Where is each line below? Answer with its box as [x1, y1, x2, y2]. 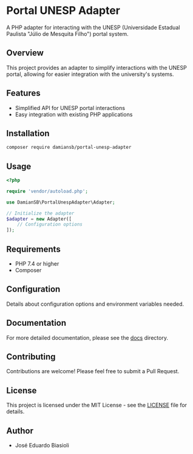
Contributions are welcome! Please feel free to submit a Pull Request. [6, 368, 180, 375]
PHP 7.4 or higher [15, 260, 59, 267]
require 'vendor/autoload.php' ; [6, 188, 88, 194]
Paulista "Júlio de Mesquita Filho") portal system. [6, 30, 129, 37]
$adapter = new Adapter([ [6, 216, 72, 222]
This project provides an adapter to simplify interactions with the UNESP [6, 64, 187, 71]
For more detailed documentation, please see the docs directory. [6, 334, 169, 341]
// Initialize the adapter [6, 210, 75, 216]
